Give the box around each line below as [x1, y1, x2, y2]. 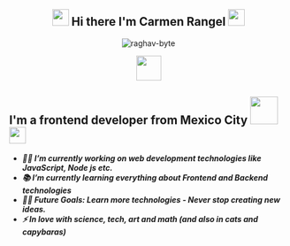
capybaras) [21, 227, 66, 237]
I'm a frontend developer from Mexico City [9, 112, 248, 128]
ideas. [21, 204, 47, 214]
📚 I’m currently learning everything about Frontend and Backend [21, 172, 268, 182]
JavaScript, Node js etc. [21, 162, 113, 173]
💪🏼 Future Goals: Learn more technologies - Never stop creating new [21, 194, 281, 204]
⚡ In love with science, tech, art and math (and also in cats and [21, 213, 259, 224]
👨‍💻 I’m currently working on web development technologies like [21, 152, 263, 164]
